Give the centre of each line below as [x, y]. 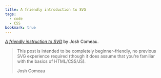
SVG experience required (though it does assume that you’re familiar [86, 56]
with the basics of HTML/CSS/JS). [51, 61]
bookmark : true [20, 28]
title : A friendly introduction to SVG [46, 10]
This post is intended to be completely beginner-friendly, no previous [86, 51]
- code [16, 19]
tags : [10, 14]
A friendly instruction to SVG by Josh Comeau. [52, 41]
